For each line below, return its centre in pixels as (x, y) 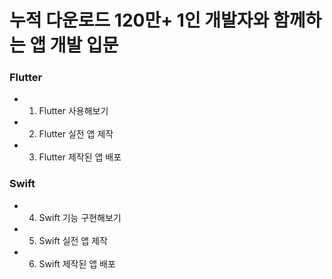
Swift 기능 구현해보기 (80, 217)
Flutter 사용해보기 (73, 111)
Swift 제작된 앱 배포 (77, 263)
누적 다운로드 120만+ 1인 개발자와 (139, 20)
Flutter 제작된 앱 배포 (80, 157)
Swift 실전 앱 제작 (73, 240)
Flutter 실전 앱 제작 (76, 134)
